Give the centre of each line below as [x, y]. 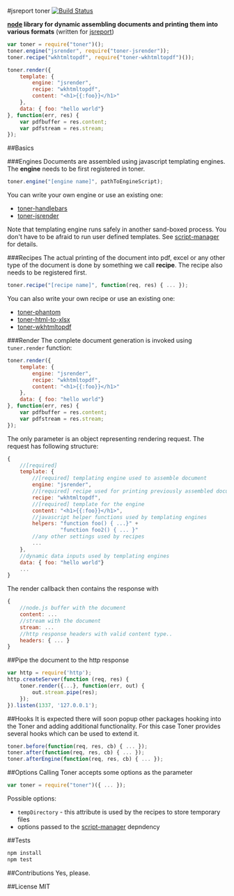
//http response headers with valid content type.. [96, 634]
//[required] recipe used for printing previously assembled [123, 491]
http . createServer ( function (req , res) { [68, 679]
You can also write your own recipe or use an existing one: [91, 299]
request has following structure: [53, 446]
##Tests [19, 840]
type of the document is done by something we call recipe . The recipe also [115, 265]
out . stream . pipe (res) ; [65, 692]
